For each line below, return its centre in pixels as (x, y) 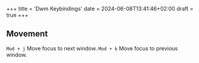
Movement (27, 34)
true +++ (18, 15)
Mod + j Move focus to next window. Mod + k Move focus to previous (92, 48)
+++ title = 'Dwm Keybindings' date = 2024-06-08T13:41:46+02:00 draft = (100, 9)
